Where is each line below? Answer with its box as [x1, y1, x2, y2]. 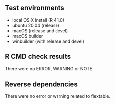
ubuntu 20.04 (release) [12, 22, 59, 28]
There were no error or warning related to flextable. [5, 93, 111, 99]
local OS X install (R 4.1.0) [12, 17, 65, 23]
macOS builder [12, 33, 43, 39]
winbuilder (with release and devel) [12, 38, 84, 44]
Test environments [5, 4, 64, 12]
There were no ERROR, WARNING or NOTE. [5, 65, 94, 71]
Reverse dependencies [5, 80, 78, 89]
